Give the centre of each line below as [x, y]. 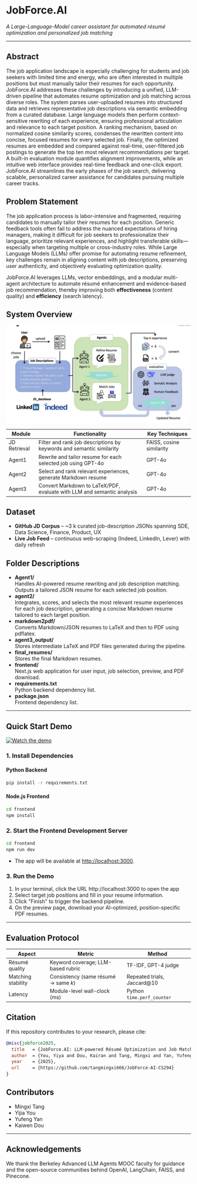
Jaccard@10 [142, 983]
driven [14, 96]
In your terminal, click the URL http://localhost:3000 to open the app [97, 889]
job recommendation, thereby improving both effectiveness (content [89, 290]
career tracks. [23, 183]
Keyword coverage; [73, 962]
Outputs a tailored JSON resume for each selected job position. [91, 590]
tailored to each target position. [52, 615]
